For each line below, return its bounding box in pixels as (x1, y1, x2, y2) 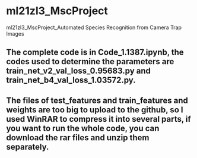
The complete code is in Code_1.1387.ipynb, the (6, 48, 184, 58)
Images (6, 30, 25, 37)
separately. (6, 141, 49, 152)
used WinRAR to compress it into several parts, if (6, 114, 191, 124)
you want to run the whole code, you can (6, 123, 160, 133)
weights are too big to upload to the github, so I (6, 105, 183, 115)
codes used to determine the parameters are (6, 56, 174, 67)
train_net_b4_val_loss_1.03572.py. (6, 75, 136, 86)
